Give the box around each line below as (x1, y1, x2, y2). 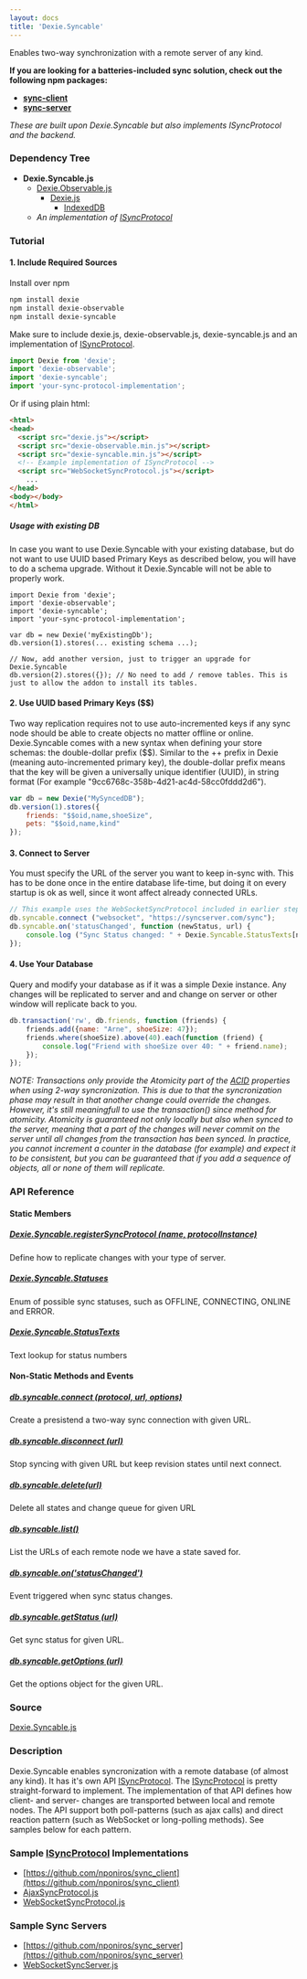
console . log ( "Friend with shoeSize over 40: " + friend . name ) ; (42, 1041, 288, 1051)
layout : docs (9, 13, 59, 23)
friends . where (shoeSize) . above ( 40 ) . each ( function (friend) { (26, 1033, 263, 1042)
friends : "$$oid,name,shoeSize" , (26, 811, 153, 820)
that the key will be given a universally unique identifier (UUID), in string (9, 766, 280, 777)
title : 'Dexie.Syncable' (9, 22, 104, 31)
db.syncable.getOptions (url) (9, 1655, 123, 1666)
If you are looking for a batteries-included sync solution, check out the (9, 65, 283, 76)
